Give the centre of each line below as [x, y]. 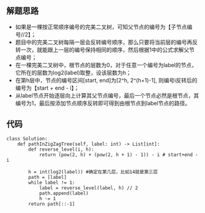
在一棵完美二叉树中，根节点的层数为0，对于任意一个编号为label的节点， [106, 65]
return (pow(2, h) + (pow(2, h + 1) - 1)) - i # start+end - [119, 154]
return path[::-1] [52, 204]
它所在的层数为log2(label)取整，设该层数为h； [73, 73]
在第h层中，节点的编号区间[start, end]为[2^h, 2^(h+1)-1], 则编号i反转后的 [106, 80]
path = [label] [48, 177]
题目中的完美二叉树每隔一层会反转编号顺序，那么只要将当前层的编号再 [104, 42]
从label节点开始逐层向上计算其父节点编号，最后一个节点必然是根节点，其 [107, 95]
